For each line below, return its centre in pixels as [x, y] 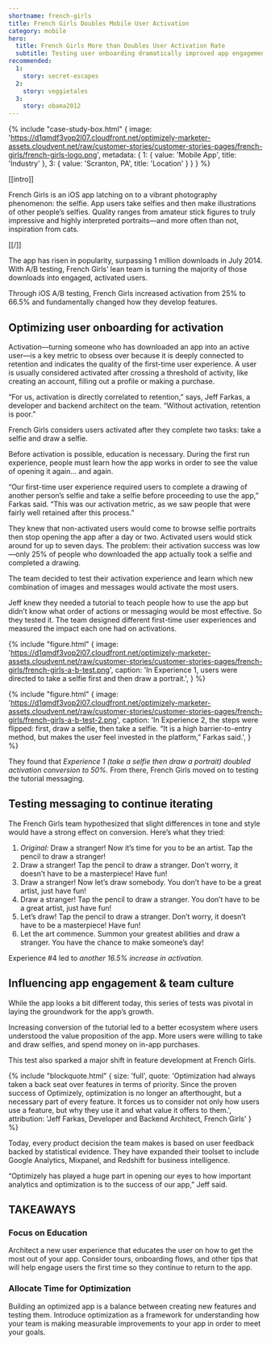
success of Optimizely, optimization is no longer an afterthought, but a [125, 1093]
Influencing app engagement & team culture [121, 983]
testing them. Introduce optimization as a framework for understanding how [134, 1314]
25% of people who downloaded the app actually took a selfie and [142, 554]
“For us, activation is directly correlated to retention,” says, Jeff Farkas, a [129, 396]
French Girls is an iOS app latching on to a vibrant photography [113, 195]
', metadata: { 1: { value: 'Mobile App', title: [166, 155]
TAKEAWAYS [42, 1210]
